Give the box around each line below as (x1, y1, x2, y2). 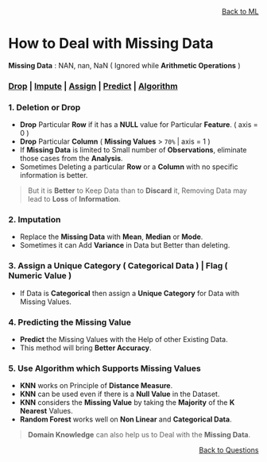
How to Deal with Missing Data (8, 35, 214, 52)
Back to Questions (199, 445, 259, 455)
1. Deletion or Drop (8, 102, 81, 113)
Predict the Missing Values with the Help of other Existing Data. (19, 335, 228, 345)
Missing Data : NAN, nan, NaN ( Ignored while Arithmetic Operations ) (8, 60, 241, 70)
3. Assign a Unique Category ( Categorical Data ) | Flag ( (8, 260, 228, 271)
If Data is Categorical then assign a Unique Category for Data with (19, 288, 240, 298)
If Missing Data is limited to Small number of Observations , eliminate (19, 145, 248, 155)
